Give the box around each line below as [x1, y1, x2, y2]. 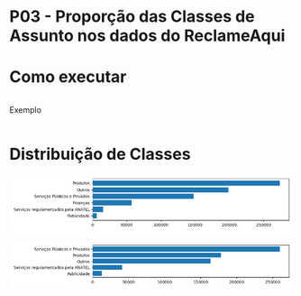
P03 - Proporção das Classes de [9, 6, 255, 27]
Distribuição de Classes [9, 144, 191, 164]
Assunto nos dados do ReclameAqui [9, 25, 286, 46]
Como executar [9, 67, 127, 88]
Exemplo [9, 105, 42, 116]
